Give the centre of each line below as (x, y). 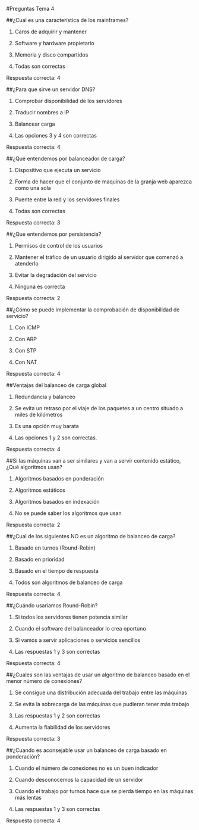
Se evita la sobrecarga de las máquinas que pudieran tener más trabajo (102, 704)
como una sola (33, 188)
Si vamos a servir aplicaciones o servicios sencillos (78, 640)
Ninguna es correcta (40, 286)
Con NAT (26, 362)
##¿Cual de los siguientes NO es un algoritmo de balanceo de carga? (91, 536)
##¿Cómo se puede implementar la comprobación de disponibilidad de (93, 310)
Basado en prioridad (40, 559)
